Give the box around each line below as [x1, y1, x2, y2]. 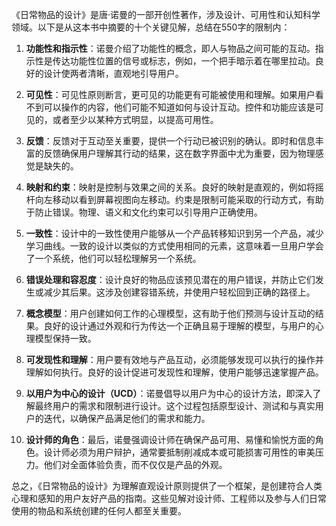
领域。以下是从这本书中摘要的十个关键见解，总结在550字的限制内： [11, 21, 291, 33]
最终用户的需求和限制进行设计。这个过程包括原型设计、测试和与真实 [34, 400, 316, 412]
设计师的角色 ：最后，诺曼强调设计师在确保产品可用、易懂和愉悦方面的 [25, 434, 316, 445]
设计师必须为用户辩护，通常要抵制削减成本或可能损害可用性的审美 [43, 446, 316, 458]
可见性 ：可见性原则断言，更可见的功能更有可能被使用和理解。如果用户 [25, 89, 316, 100]
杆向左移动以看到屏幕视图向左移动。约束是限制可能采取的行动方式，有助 [25, 194, 324, 205]
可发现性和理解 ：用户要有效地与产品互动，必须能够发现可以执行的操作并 [25, 354, 324, 365]
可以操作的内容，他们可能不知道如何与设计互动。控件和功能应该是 [43, 101, 316, 113]
